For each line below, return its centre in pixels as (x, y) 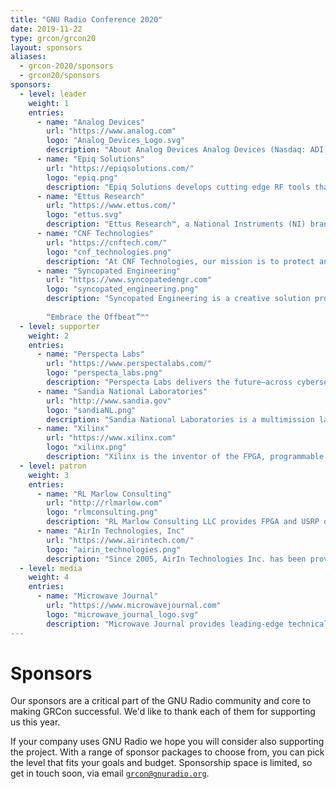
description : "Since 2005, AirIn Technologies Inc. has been (176, 559)
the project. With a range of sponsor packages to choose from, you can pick (167, 752)
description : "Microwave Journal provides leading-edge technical (187, 624)
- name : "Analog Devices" (90, 122)
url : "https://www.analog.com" (111, 131)
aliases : (28, 57)
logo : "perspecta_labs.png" (104, 373)
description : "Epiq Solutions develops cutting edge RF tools (178, 187)
